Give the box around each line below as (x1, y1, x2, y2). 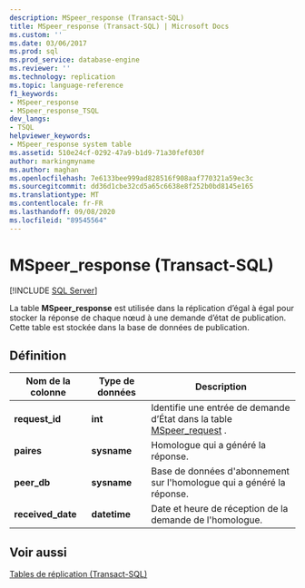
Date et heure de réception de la (151, 503, 289, 515)
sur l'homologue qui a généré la (151, 476, 286, 489)
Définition (9, 348, 66, 363)
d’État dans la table (151, 413, 233, 426)
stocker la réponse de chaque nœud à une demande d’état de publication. (9, 312, 287, 323)
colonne (30, 387, 66, 399)
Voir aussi (9, 544, 67, 560)
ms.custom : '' (9, 30, 64, 39)
